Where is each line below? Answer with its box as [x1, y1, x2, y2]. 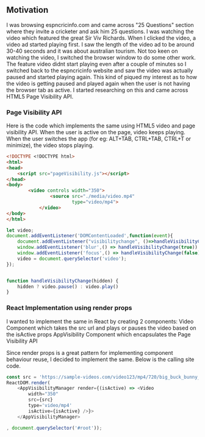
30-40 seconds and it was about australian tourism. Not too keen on [6, 47, 178, 55]
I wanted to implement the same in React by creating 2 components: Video [6, 317, 194, 325]
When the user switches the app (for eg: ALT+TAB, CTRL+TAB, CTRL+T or [6, 135, 191, 143]
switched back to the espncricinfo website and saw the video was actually [6, 67, 193, 74]
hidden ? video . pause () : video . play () [17, 283, 119, 290]
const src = [6, 374, 37, 380]
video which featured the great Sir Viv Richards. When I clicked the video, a [6, 34, 196, 42]
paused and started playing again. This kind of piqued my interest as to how [6, 73, 197, 80]
